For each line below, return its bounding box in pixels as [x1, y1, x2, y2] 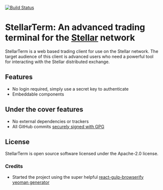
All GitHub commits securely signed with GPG [12, 123, 104, 129]
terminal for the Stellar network [5, 32, 136, 44]
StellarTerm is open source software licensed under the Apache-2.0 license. [5, 151, 159, 157]
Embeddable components [12, 91, 65, 97]
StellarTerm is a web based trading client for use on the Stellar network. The [5, 48, 159, 54]
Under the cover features [5, 105, 84, 114]
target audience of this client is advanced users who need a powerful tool [5, 53, 154, 59]
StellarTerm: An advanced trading [5, 22, 145, 33]
